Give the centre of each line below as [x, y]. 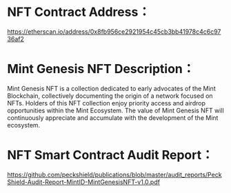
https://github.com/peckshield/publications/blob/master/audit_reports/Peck [114, 174]
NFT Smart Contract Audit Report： [110, 155]
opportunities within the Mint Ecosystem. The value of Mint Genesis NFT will [115, 110]
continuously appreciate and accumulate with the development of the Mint [113, 118]
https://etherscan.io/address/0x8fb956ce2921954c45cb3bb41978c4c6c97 [114, 31]
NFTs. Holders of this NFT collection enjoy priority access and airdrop [106, 103]
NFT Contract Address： [79, 12]
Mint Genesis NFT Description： [101, 69]
